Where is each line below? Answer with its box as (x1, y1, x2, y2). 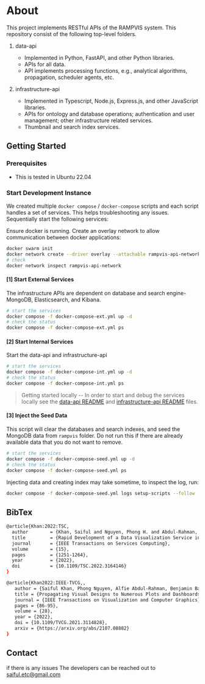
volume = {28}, (14, 608, 53, 614)
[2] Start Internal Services (6, 337, 74, 345)
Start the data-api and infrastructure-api (6, 351, 108, 359)
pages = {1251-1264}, (12, 551, 88, 558)
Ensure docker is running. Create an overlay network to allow (6, 227, 160, 234)
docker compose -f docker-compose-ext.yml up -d (6, 313, 132, 320)
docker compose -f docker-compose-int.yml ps (6, 380, 124, 386)
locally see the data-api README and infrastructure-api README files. (21, 398, 198, 405)
